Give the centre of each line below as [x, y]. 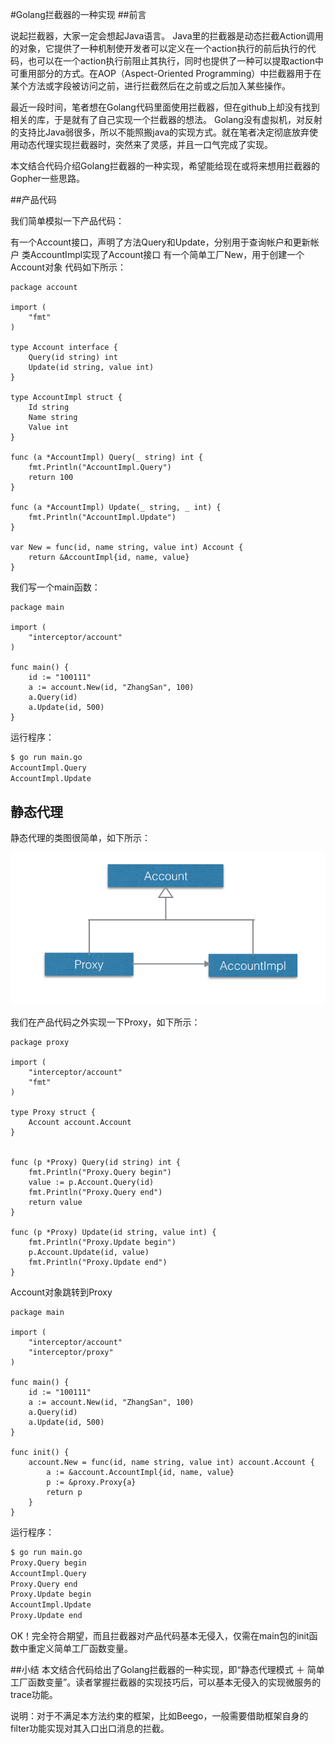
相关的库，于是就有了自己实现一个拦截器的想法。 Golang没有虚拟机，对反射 [166, 119]
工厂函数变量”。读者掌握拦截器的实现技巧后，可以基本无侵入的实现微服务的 [166, 1682]
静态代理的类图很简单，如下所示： [80, 838]
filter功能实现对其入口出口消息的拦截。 [90, 1729]
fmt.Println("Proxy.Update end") [98, 1262]
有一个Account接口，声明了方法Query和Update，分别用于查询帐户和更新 [160, 242]
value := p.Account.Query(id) [91, 1182]
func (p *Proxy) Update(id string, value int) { [113, 1232]
